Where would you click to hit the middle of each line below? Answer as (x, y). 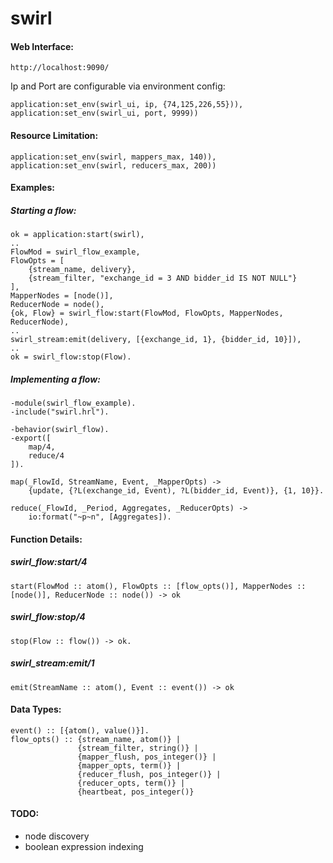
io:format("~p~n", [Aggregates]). (100, 517)
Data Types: (36, 709)
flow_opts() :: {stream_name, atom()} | (96, 739)
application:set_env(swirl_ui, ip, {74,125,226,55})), (127, 105)
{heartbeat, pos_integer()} (136, 792)
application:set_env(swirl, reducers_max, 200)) (113, 165)
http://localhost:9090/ (60, 68)
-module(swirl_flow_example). (73, 403)
